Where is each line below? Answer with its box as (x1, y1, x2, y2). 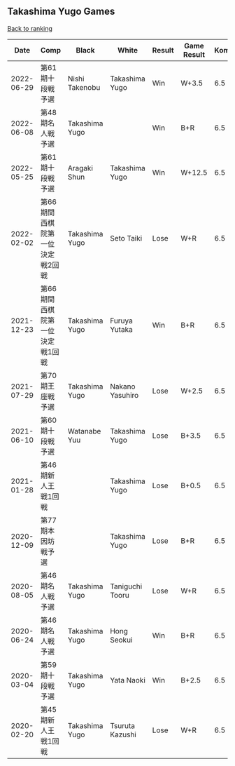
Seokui (109, 635, 133, 645)
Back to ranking (7, 24, 52, 32)
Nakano (109, 382, 136, 391)
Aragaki (67, 163, 93, 173)
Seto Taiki (109, 233, 143, 243)
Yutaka (109, 324, 133, 334)
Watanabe (67, 426, 101, 436)
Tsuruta (109, 720, 135, 730)
